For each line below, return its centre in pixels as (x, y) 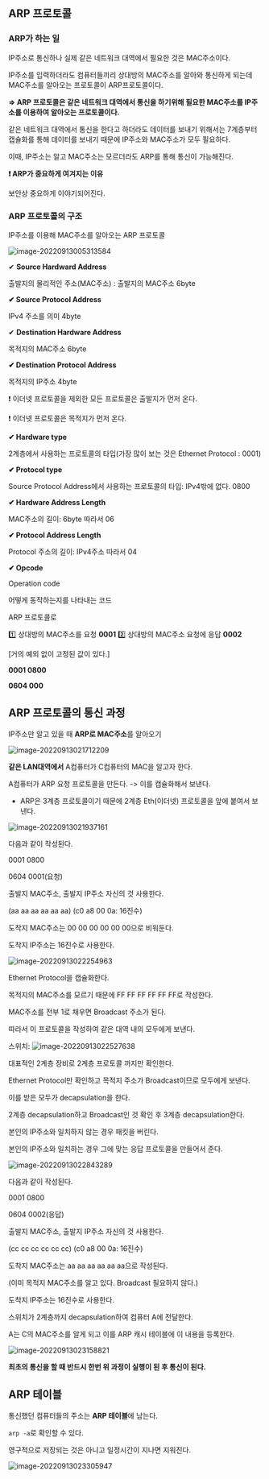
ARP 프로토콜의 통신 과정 (67, 713)
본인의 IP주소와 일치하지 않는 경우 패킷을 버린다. (83, 1131)
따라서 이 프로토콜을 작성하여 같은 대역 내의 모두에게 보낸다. (102, 1029)
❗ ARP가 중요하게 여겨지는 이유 (56, 173)
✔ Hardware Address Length (57, 502)
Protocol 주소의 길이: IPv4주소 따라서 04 (73, 551)
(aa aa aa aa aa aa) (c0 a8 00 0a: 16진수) (75, 910)
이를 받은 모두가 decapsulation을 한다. (69, 1097)
